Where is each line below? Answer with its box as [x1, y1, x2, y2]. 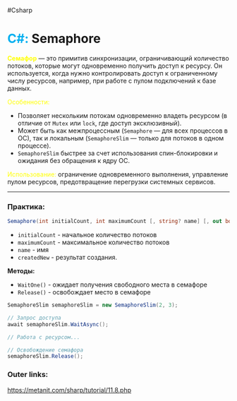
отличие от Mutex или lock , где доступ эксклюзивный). [17, 119, 182, 127]
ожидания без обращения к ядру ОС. [17, 156, 130, 164]
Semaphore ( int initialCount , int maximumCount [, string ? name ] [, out [7, 218, 222, 225]
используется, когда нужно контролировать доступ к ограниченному [7, 68, 218, 77]
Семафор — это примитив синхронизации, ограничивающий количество [7, 54, 229, 62]
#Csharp [7, 6, 33, 14]
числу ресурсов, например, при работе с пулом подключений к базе [7, 76, 217, 85]
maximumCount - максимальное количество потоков [17, 238, 170, 246]
